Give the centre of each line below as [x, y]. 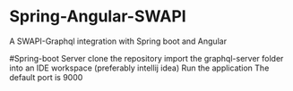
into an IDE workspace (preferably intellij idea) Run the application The [139, 68]
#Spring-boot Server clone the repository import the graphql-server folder [146, 58]
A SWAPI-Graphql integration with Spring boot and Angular [118, 41]
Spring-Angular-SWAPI [98, 17]
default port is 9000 [46, 77]
